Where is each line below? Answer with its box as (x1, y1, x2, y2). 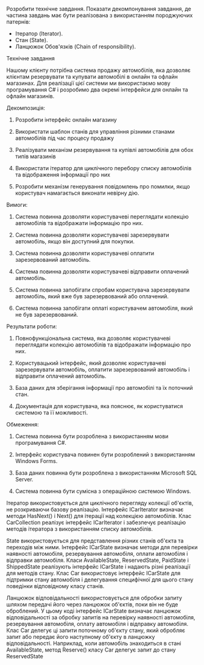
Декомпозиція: (6, 104, 46, 112)
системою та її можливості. (15, 409, 88, 416)
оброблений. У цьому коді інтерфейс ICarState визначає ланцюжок (6, 607, 181, 614)
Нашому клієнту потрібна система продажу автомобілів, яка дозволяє (6, 66, 191, 74)
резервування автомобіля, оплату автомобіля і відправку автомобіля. (6, 620, 189, 627)
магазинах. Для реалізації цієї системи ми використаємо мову (6, 79, 171, 87)
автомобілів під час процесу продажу (15, 134, 114, 142)
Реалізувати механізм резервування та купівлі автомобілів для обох (15, 146, 194, 153)
